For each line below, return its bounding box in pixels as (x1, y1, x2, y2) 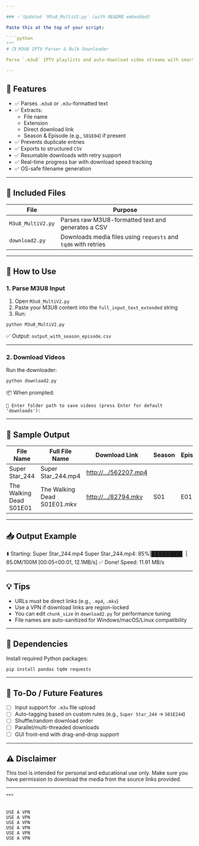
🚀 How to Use (6, 267, 56, 277)
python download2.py (6, 378, 57, 384)
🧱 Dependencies (6, 639, 68, 649)
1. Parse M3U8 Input (6, 284, 65, 292)
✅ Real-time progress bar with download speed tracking (14, 158, 152, 165)
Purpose (113, 206, 138, 214)
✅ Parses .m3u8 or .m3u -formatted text (14, 100, 108, 107)
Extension (23, 119, 49, 126)
